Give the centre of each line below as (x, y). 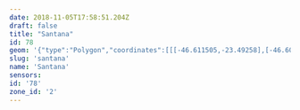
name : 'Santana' (39, 67)
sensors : (25, 75)
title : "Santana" (42, 34)
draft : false (33, 26)
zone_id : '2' (33, 91)
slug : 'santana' (39, 59)
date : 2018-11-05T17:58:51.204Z (69, 17)
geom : (19, 51)
